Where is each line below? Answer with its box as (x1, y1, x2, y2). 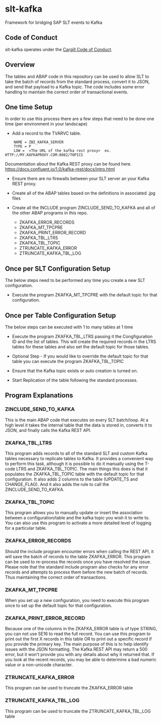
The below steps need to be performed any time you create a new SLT (5, 277, 146, 283)
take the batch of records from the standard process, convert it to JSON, (5, 79, 150, 85)
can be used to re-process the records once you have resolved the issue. (5, 559, 151, 565)
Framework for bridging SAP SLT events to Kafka (5, 19, 103, 25)
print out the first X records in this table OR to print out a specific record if (5, 636, 152, 642)
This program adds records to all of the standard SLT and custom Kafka (5, 450, 147, 456)
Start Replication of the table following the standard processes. (12, 378, 138, 383)
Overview (5, 61, 35, 69)
